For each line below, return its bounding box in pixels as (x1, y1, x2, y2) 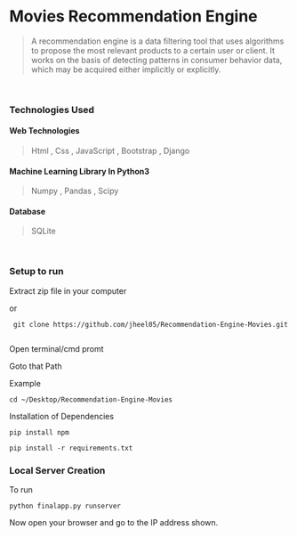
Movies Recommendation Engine (9, 6, 258, 27)
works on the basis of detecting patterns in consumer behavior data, (30, 54, 283, 65)
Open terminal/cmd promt (9, 343, 104, 354)
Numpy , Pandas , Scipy (30, 185, 119, 197)
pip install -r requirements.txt (9, 443, 133, 452)
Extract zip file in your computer (9, 285, 127, 296)
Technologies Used (9, 103, 95, 116)
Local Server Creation (9, 464, 106, 476)
